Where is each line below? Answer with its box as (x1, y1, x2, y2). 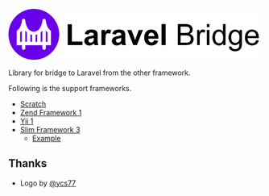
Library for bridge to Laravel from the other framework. (8, 68, 191, 77)
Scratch (19, 98, 47, 109)
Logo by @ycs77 (19, 178, 77, 188)
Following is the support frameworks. (8, 83, 132, 93)
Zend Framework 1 (19, 107, 82, 117)
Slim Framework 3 (19, 124, 81, 134)
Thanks (8, 156, 48, 170)
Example (31, 133, 61, 143)
